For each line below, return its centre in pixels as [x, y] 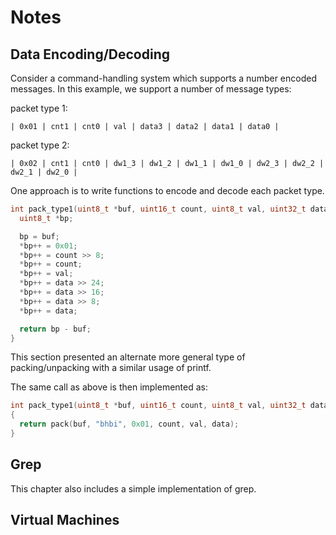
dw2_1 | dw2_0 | [44, 172]
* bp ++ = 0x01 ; [48, 246]
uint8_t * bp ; [46, 218]
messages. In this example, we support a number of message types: [151, 89]
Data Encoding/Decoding [90, 54]
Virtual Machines [65, 520]
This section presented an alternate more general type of [128, 357]
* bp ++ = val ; [46, 274]
